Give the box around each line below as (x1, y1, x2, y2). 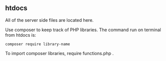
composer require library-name (5, 42, 70, 47)
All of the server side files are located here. (5, 17, 94, 23)
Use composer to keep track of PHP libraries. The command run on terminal (5, 27, 161, 33)
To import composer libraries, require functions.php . (5, 50, 114, 56)
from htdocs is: (5, 32, 36, 38)
